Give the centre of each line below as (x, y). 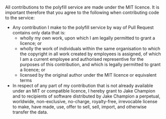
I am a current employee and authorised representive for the (82, 59)
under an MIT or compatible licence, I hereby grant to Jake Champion (84, 91)
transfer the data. (30, 112)
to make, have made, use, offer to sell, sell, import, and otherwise (80, 107)
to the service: (20, 18)
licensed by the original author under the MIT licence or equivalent (88, 75)
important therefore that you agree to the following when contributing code (82, 12)
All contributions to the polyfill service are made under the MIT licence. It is (82, 7)
